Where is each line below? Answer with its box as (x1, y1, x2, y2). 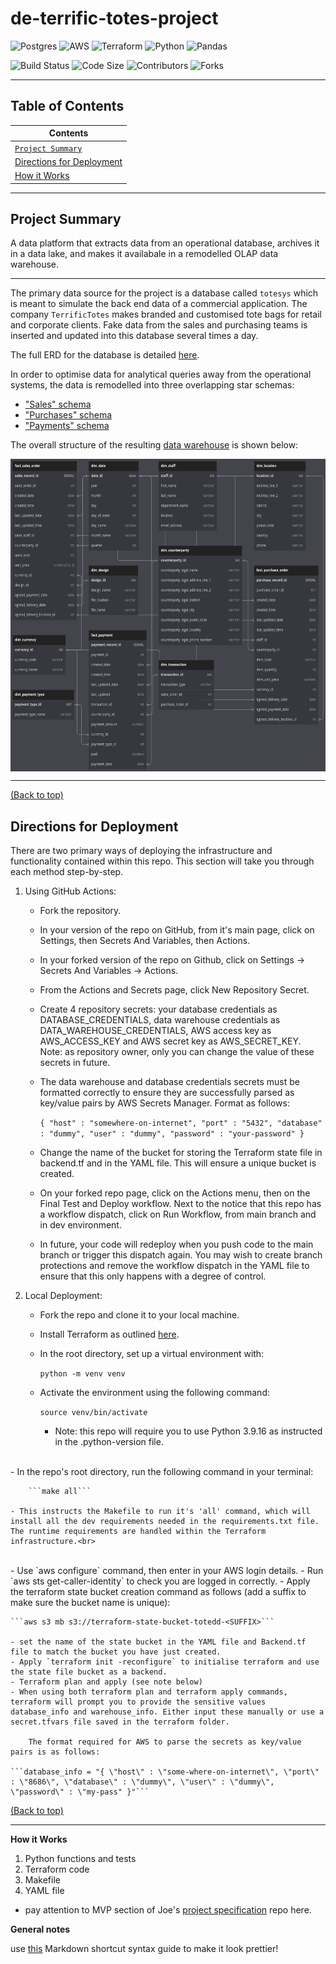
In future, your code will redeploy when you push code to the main (39, 1238, 314, 1251)
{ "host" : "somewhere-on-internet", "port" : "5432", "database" (39, 1118, 323, 1129)
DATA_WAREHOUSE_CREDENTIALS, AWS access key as (39, 1025, 272, 1037)
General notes (10, 1923, 71, 1936)
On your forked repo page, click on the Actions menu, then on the (39, 1187, 311, 1199)
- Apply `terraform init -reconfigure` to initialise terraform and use (10, 1657, 320, 1667)
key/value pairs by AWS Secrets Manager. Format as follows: (39, 1097, 290, 1109)
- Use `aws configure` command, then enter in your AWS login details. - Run (10, 1565, 324, 1577)
